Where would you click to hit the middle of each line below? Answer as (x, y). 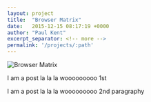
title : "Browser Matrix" (44, 20)
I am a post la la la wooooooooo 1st (57, 78)
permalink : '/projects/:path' (51, 45)
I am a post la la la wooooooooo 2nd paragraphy (76, 91)
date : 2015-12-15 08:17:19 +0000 (58, 26)
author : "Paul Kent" (37, 33)
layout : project (30, 13)
